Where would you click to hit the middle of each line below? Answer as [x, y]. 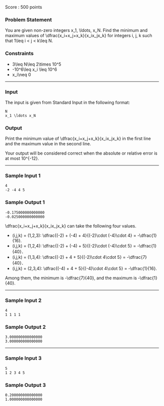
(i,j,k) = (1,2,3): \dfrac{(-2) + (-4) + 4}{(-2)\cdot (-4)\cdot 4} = [74, 235]
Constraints [20, 53]
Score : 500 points [24, 7]
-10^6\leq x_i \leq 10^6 [34, 69]
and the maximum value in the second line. [48, 144]
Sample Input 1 [23, 176]
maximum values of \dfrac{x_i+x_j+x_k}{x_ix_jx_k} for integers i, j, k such [79, 36]
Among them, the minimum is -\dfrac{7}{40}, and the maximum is [71, 278]
